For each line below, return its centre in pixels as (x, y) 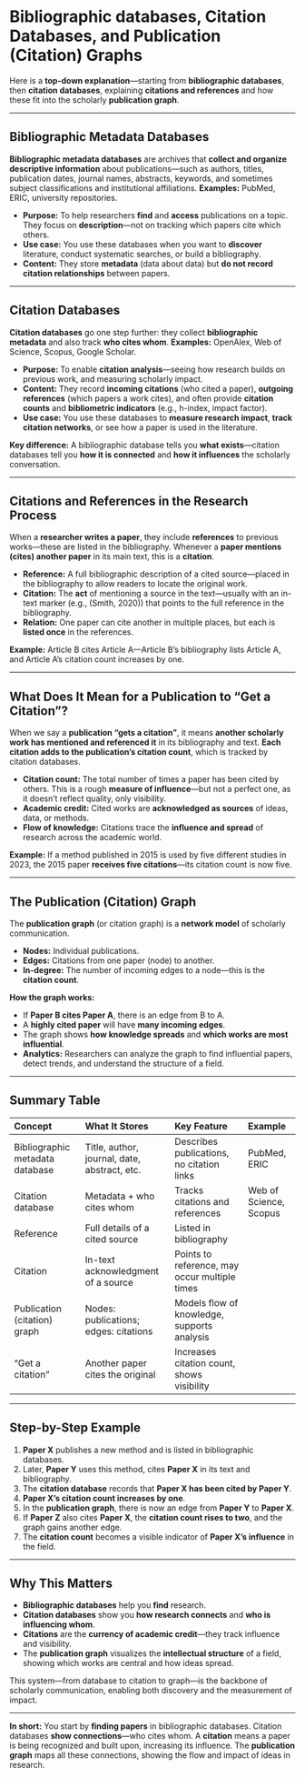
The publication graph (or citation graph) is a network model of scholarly (148, 924)
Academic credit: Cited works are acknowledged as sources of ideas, (155, 808)
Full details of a (117, 1228)
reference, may (207, 1265)
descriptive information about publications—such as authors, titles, (137, 168)
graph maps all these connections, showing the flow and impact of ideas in (150, 1755)
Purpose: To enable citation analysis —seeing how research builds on (154, 369)
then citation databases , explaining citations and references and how (142, 90)
